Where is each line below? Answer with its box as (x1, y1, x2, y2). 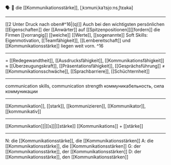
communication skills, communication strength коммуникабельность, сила (5, 83, 164, 89)
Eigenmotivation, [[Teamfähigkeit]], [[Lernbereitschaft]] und (5, 38, 131, 43)
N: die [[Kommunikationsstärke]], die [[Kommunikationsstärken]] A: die (5, 137, 154, 144)
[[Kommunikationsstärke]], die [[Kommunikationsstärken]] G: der (5, 143, 141, 149)
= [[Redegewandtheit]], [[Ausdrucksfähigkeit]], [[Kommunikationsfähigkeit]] (5, 58, 164, 63)
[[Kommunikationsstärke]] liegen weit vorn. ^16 (5, 43, 104, 49)
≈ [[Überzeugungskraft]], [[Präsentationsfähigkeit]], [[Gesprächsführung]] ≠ (5, 63, 165, 69)
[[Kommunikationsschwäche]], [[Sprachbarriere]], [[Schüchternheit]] (5, 68, 150, 74)
